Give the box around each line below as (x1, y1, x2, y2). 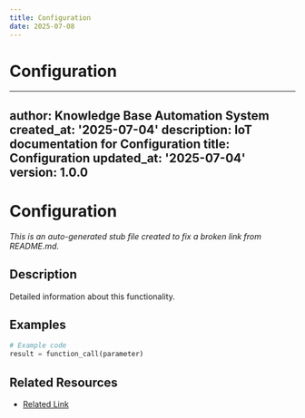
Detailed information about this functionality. (9, 291, 175, 302)
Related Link (22, 398, 70, 409)
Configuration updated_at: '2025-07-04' (9, 151, 246, 166)
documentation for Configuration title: (9, 136, 231, 151)
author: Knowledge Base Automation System (9, 108, 270, 123)
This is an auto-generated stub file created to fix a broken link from (9, 230, 261, 241)
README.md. (9, 240, 60, 251)
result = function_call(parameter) (9, 350, 144, 359)
